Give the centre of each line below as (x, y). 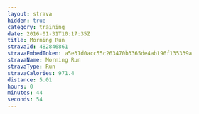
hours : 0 (20, 86)
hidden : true (27, 21)
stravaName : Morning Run (44, 60)
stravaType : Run (31, 67)
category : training (36, 27)
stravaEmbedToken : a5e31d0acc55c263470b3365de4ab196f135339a (100, 54)
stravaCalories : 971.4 (41, 73)
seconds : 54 (25, 100)
